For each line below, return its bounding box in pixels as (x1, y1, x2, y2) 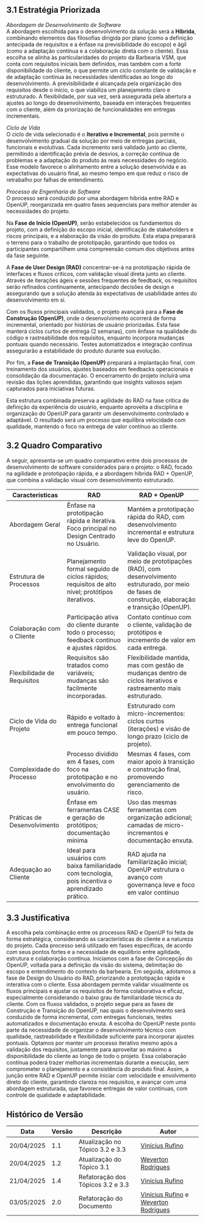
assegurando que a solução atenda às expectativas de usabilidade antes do (6, 289, 197, 297)
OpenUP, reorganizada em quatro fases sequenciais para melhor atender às (6, 201, 197, 208)
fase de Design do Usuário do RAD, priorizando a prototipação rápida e (6, 974, 185, 982)
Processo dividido (67, 750, 119, 758)
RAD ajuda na (127, 850, 167, 859)
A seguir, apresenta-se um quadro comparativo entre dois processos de (6, 456, 188, 464)
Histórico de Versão (6, 1109, 84, 1119)
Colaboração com (9, 624, 61, 633)
